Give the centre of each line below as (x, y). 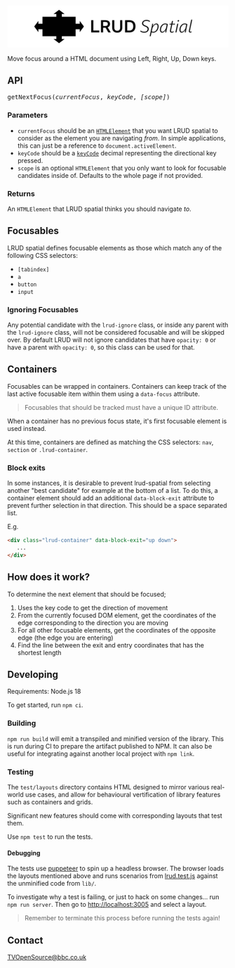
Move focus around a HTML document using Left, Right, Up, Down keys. (112, 58)
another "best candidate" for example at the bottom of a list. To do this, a (113, 491)
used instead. (27, 428)
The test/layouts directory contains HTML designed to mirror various (108, 787)
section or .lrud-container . (48, 449)
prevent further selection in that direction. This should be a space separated (117, 505)
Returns (21, 193)
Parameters (27, 115)
